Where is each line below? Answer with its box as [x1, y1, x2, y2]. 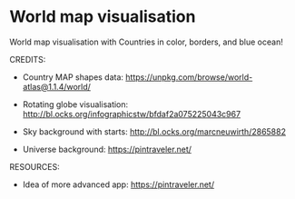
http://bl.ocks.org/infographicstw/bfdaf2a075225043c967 [22, 108, 241, 119]
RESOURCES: [9, 161, 61, 172]
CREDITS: [9, 54, 46, 65]
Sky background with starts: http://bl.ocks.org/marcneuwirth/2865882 [22, 125, 286, 137]
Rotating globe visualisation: [22, 98, 129, 110]
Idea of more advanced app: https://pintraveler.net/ [22, 179, 215, 190]
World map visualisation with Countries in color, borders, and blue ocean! [9, 36, 283, 47]
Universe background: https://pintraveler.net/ [22, 144, 192, 154]
